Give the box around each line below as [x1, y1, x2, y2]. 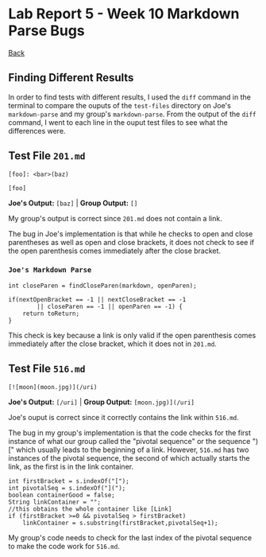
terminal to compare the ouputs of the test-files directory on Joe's [8, 100, 232, 110]
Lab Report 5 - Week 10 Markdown [8, 5, 240, 23]
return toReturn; [22, 310, 80, 317]
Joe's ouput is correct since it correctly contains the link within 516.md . [8, 412, 240, 422]
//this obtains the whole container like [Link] [8, 504, 172, 513]
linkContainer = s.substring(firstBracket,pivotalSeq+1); [22, 519, 218, 527]
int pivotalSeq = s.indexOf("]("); [8, 484, 126, 492]
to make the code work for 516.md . [8, 541, 121, 551]
